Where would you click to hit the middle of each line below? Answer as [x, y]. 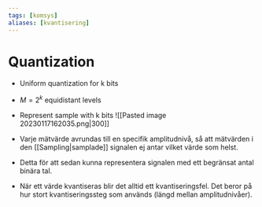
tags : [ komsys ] [33, 15]
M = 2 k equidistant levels [60, 99]
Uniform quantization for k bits [69, 83]
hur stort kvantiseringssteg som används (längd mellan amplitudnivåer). [136, 194]
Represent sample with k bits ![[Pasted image [93, 116]
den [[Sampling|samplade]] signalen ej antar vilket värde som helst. [129, 147]
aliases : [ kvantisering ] [49, 23]
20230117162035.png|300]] [65, 124]
